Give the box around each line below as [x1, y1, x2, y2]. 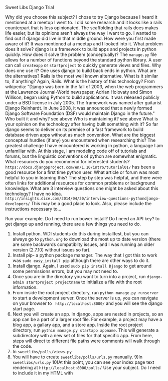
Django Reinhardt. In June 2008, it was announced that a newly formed [5, 105, 152, 111]
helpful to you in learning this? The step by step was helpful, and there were [5, 175, 162, 180]
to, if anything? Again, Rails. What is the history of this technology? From [5, 78, 155, 84]
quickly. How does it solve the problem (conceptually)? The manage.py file [5, 51, 157, 57]
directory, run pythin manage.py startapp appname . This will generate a [12, 327, 159, 333]
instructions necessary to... [5, 206, 62, 212]
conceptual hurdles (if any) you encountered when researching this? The [5, 137, 156, 143]
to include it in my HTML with [12, 370, 73, 376]
